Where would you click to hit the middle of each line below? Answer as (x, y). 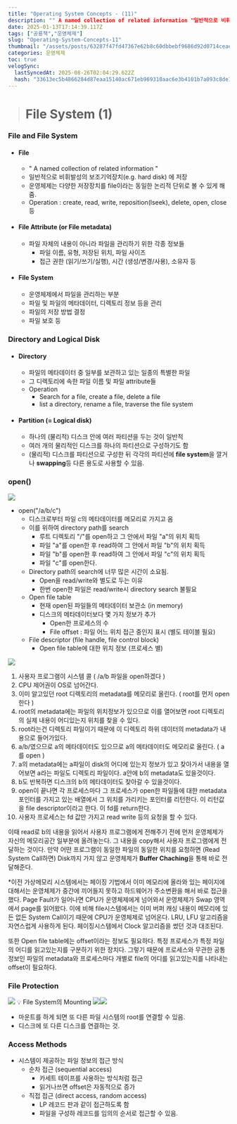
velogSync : (24, 66)
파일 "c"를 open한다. (68, 563)
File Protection (33, 985)
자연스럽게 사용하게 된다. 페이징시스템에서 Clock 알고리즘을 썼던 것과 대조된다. (116, 926)
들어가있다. (52, 737)
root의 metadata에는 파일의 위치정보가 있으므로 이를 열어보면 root (109, 711)
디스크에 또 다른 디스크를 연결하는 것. (69, 1026)
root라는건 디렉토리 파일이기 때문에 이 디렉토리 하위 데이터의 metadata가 (118, 729)
